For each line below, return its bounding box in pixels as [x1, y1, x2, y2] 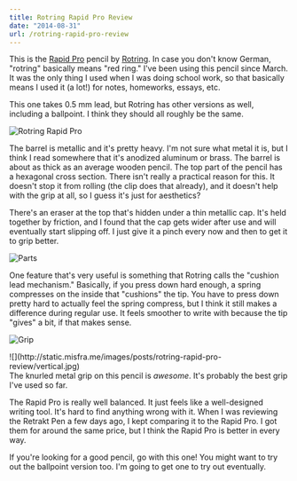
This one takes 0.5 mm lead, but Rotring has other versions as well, [9, 99, 254, 110]
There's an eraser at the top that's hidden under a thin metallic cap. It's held [9, 208, 286, 218]
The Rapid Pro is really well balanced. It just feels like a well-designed [9, 397, 264, 408]
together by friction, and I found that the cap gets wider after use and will [9, 217, 277, 227]
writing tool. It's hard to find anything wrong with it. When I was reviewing [9, 406, 278, 417]
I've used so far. [9, 380, 68, 390]
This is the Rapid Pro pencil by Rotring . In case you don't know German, [9, 54, 272, 65]
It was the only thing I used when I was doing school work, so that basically [9, 73, 285, 83]
